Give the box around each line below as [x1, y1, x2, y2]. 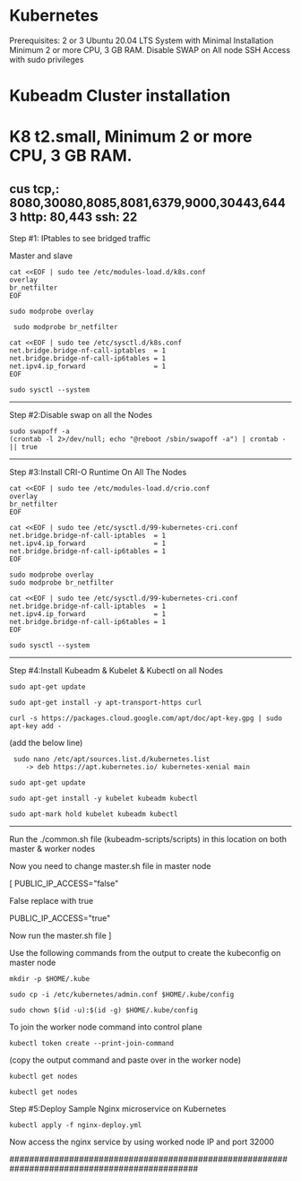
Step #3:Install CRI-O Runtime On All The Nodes [9, 467, 187, 478]
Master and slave [9, 250, 73, 261]
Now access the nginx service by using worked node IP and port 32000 [9, 1136, 275, 1148]
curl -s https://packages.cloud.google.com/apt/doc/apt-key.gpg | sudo [9, 714, 282, 723]
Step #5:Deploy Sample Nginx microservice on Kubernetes [9, 1104, 227, 1115]
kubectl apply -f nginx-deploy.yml [9, 1121, 142, 1130]
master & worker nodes [9, 844, 96, 855]
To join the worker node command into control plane [9, 1021, 203, 1032]
